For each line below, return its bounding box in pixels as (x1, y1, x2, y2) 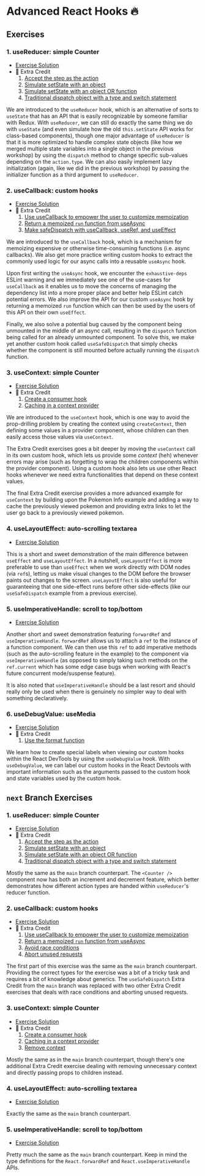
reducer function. (6, 889, 50, 896)
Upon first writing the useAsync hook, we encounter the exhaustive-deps (6, 270, 188, 277)
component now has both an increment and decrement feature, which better (6, 876, 199, 884)
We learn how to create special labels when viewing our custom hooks (6, 749, 184, 756)
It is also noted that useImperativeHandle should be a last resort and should (6, 682, 195, 689)
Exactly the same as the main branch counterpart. (6, 1110, 131, 1117)
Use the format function (24, 737, 85, 744)
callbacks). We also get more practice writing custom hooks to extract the (6, 251, 193, 259)
